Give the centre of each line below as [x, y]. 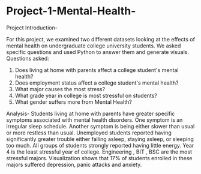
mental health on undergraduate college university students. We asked [94, 46]
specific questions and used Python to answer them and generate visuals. [98, 52]
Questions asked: [28, 58]
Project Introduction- [32, 28]
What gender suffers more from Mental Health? [73, 102]
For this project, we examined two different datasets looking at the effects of [100, 39]
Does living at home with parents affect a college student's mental [97, 70]
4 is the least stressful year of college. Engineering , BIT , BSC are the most [99, 152]
